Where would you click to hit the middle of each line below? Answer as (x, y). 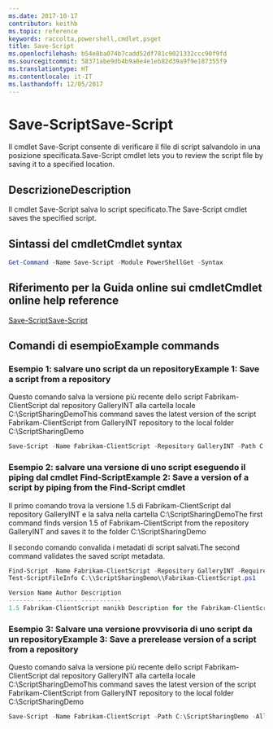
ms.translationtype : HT (49, 69)
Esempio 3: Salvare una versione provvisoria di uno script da (131, 629)
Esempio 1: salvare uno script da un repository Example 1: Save (134, 369)
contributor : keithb (43, 24)
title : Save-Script (41, 46)
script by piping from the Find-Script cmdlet (97, 488)
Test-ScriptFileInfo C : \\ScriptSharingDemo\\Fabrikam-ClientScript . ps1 (132, 578)
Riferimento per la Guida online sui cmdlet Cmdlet (135, 288)
